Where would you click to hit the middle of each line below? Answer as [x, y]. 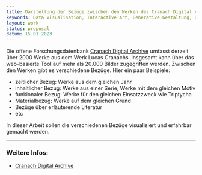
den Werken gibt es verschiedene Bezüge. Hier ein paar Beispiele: [88, 70]
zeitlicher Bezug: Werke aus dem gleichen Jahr [73, 82]
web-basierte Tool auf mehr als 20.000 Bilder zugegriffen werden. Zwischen [101, 64]
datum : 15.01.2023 [29, 34]
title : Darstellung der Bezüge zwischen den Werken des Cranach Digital [99, 12]
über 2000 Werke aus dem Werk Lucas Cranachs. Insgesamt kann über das [100, 58]
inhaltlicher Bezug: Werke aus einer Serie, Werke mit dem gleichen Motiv [105, 88]
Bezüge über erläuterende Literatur [58, 107]
